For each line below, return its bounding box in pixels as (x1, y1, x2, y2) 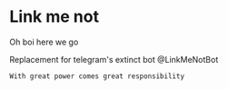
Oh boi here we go (9, 36, 79, 47)
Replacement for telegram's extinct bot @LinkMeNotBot (9, 54, 219, 65)
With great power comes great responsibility (9, 71, 184, 81)
